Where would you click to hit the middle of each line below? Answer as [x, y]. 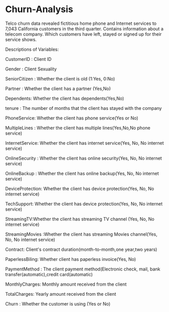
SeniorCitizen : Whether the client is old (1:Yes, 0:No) [60, 79]
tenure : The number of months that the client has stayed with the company [84, 108]
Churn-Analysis [39, 9]
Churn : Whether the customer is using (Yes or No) [58, 304]
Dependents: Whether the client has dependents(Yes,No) [65, 98]
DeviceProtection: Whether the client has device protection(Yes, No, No [80, 188]
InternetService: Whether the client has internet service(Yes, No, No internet [84, 143]
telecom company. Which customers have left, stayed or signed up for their [83, 34]
